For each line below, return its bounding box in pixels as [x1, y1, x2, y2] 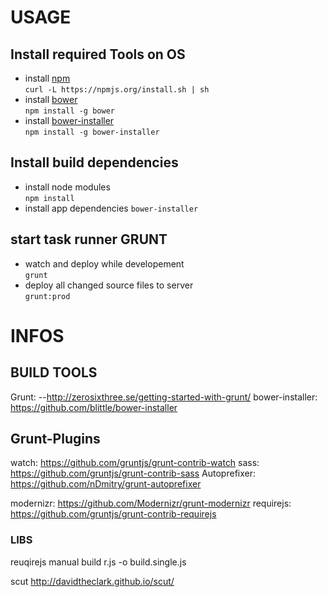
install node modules [24, 181, 111, 193]
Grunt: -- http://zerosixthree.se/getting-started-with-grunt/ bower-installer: [10, 391, 318, 403]
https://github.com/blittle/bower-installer [10, 401, 178, 413]
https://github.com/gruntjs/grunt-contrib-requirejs [10, 508, 217, 520]
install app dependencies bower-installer [24, 202, 199, 214]
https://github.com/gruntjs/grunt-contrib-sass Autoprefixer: [10, 467, 256, 480]
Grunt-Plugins [10, 431, 101, 448]
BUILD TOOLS [10, 364, 98, 381]
